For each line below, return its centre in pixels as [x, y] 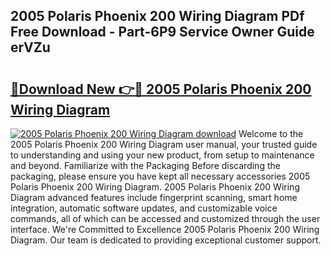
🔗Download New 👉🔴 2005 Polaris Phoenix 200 [161, 89]
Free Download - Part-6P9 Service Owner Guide [162, 32]
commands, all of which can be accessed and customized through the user [165, 218]
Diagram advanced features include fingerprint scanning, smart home [154, 197]
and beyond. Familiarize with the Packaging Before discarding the [145, 165]
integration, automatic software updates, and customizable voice [144, 208]
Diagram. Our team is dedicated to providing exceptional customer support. [166, 240]
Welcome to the [271, 133]
